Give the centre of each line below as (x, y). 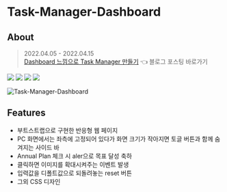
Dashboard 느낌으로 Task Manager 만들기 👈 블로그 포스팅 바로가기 (116, 61)
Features (26, 113)
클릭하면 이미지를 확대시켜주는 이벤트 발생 (73, 164)
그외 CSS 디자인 (39, 181)
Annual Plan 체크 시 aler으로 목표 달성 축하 (74, 156)
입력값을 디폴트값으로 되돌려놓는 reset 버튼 (74, 173)
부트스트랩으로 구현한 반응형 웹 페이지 (67, 130)
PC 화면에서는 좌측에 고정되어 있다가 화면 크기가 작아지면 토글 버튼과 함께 (115, 139)
